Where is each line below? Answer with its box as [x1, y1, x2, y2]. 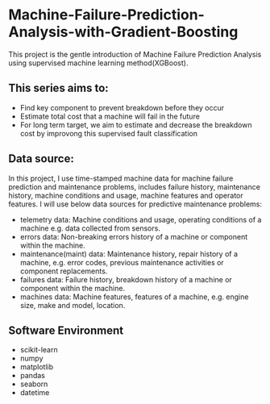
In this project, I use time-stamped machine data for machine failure [8, 173, 234, 183]
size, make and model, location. [19, 300, 126, 310]
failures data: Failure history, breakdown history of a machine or [19, 274, 232, 284]
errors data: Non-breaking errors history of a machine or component [19, 231, 248, 241]
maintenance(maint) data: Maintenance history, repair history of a [19, 248, 239, 259]
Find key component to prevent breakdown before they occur [19, 102, 225, 112]
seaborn [19, 379, 48, 389]
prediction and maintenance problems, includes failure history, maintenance [8, 181, 260, 191]
